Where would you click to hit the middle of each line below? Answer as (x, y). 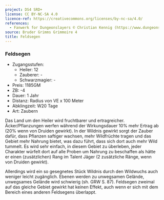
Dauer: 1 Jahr (25, 96)
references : (17, 23)
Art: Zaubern (25, 111)
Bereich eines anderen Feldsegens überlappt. (51, 192)
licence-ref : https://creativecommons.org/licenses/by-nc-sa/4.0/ (74, 19)
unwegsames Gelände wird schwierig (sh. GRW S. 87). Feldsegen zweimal (80, 182)
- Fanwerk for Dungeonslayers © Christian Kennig (61, 28)
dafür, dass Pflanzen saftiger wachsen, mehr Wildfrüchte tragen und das (78, 136)
